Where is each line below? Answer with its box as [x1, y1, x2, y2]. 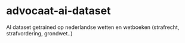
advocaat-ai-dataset [6, 4, 111, 18]
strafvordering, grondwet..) [6, 29, 73, 37]
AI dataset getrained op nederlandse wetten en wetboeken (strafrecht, [6, 24, 180, 31]
